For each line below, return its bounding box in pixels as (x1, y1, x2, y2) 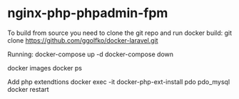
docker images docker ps (7, 63, 82, 72)
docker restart (7, 85, 49, 93)
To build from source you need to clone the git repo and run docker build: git (7, 28, 233, 37)
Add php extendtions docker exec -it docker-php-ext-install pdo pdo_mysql (7, 77, 230, 86)
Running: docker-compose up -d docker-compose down (7, 50, 173, 58)
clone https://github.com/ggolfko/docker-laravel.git (7, 36, 158, 44)
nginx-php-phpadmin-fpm (7, 5, 168, 21)
